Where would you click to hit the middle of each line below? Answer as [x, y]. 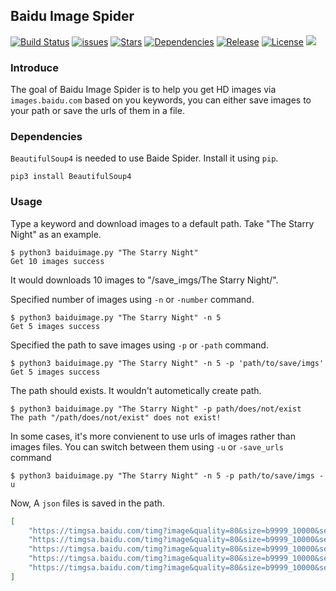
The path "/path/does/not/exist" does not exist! [116, 417]
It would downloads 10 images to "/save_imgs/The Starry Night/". [144, 280]
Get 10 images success [57, 261]
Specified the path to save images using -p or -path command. [139, 345]
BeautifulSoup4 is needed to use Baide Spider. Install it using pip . [144, 158]
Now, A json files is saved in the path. [87, 503]
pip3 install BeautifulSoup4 [71, 177]
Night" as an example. [56, 234]
